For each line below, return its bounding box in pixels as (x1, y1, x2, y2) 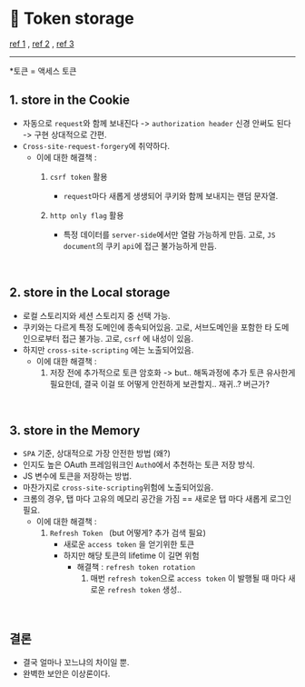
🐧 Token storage (9, 8, 134, 29)
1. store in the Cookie (9, 93, 130, 108)
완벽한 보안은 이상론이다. (22, 668, 111, 680)
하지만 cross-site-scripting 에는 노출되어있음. (22, 344, 194, 355)
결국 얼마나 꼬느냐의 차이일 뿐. (22, 657, 130, 668)
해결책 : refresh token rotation (76, 562, 196, 572)
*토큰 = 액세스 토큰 (9, 65, 77, 76)
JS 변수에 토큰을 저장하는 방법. (22, 471, 133, 482)
